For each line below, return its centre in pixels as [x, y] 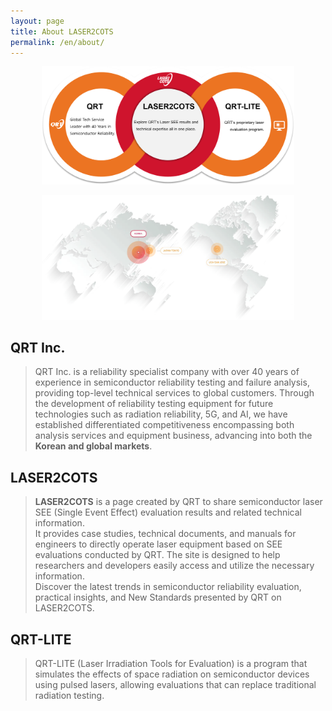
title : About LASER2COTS [62, 31]
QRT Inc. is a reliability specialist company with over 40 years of [167, 372]
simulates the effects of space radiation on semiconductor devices [172, 674]
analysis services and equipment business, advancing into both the [173, 436]
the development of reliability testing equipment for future [154, 404]
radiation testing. [69, 696]
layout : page [37, 21]
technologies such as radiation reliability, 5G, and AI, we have [161, 414]
